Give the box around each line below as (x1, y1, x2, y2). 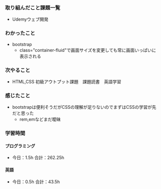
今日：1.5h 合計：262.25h (12, 155, 65, 161)
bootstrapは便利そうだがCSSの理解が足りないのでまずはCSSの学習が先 (12, 104, 157, 110)
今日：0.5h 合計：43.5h (12, 179, 60, 185)
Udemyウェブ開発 (12, 16, 48, 23)
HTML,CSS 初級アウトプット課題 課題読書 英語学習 (12, 78, 121, 84)
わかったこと (5, 30, 36, 37)
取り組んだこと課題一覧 (5, 4, 60, 11)
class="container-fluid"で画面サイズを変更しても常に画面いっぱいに (19, 47, 157, 53)
